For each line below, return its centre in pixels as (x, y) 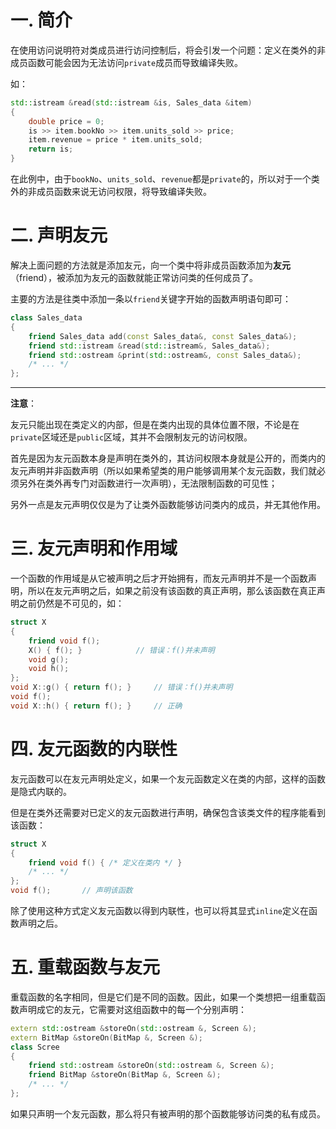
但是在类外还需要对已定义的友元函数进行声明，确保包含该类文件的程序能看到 (168, 812)
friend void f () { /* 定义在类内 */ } (105, 862)
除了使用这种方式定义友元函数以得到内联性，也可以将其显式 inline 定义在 (159, 910)
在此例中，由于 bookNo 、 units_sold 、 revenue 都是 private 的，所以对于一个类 (165, 179)
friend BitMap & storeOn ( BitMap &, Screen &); (125, 1075)
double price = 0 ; (66, 121)
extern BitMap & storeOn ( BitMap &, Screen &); (106, 1037)
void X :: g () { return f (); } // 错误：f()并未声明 (121, 687)
